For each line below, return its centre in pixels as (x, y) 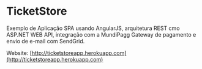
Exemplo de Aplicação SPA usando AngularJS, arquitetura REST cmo (93, 28)
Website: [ (19, 53)
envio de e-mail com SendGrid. (46, 41)
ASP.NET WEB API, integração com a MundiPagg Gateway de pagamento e (101, 34)
